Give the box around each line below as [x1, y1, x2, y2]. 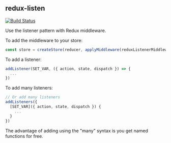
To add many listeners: [5, 85, 53, 91]
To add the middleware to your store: [5, 37, 83, 43]
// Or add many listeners [5, 95, 60, 100]
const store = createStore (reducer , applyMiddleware [5, 47, 120, 52]
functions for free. [5, 133, 43, 139]
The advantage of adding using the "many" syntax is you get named [5, 127, 149, 134]
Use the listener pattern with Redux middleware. [5, 27, 106, 34]
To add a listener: [5, 56, 42, 63]
